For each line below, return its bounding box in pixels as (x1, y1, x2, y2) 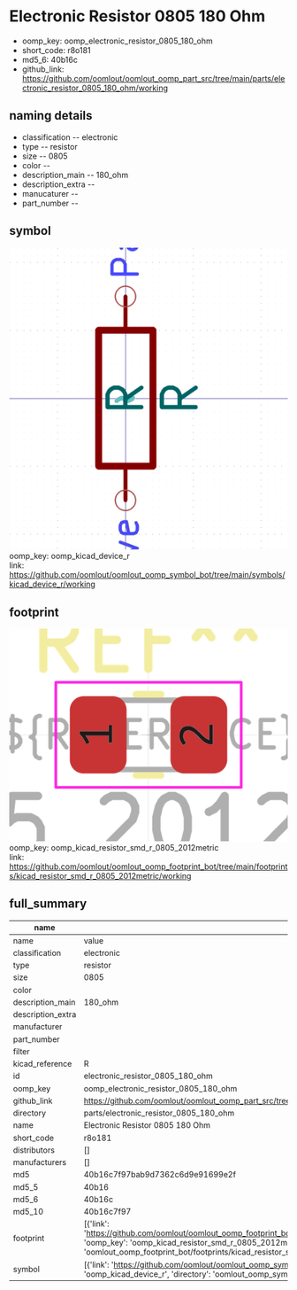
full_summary (9, 897, 88, 912)
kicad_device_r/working (9, 579, 95, 590)
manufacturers (12, 1157, 67, 1168)
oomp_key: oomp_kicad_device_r (9, 551, 131, 562)
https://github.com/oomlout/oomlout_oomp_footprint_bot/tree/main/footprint (9, 861, 288, 872)
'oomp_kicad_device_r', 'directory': (83, 1269, 211, 1279)
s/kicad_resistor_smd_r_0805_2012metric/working (9, 871, 192, 882)
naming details (9, 108, 93, 123)
